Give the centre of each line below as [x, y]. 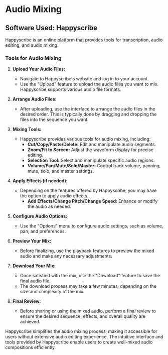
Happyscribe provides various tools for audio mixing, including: [85, 139]
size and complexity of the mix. [52, 292]
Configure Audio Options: [40, 216]
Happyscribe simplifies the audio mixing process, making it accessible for [81, 331]
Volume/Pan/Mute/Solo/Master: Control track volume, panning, [94, 166]
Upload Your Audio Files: [39, 69]
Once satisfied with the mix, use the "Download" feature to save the [90, 276]
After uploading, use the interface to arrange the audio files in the [88, 109]
